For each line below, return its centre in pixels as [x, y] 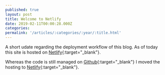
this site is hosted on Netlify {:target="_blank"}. [53, 52]
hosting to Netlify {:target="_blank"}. [42, 67]
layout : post [19, 14]
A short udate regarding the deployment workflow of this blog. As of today [82, 47]
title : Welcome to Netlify [33, 19]
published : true [22, 10]
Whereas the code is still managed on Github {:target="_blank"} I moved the [83, 62]
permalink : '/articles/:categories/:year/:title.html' [63, 33]
